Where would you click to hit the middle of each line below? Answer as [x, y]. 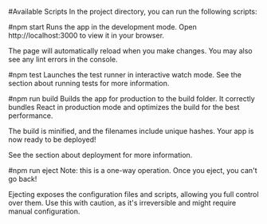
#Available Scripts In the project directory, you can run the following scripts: [133, 12]
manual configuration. [44, 211]
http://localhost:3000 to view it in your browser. [86, 35]
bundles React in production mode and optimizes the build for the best [124, 107]
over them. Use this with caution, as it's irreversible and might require [122, 203]
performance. [31, 116]
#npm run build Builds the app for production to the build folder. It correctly [132, 98]
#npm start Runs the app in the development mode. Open [103, 27]
